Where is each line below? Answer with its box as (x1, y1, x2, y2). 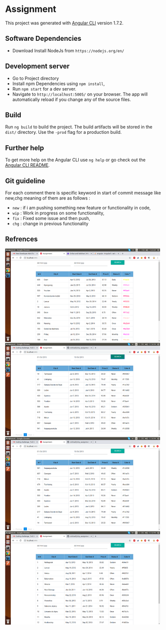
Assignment (5, 3, 56, 15)
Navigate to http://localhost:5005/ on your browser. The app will (12, 91, 148, 97)
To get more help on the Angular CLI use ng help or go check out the (5, 157, 146, 163)
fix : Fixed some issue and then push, (12, 215, 90, 221)
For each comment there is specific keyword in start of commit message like (5, 190, 161, 196)
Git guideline (5, 177, 46, 185)
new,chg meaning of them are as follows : (5, 195, 91, 201)
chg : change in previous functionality (12, 220, 89, 226)
